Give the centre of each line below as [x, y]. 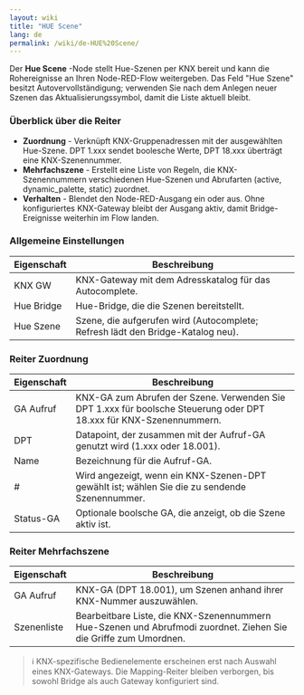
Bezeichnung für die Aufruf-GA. [144, 461]
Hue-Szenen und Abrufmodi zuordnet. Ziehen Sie [181, 627]
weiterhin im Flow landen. [111, 217]
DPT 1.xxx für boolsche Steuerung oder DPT [170, 409]
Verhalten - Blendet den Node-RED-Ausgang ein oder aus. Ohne [143, 198]
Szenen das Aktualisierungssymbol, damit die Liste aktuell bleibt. [130, 98]
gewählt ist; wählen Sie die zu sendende [161, 487]
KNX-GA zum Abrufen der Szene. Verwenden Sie [180, 397]
